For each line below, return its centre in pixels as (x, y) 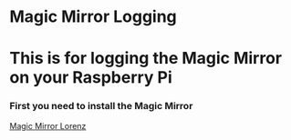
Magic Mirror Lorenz (48, 125)
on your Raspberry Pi (91, 78)
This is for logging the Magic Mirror (146, 59)
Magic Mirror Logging (94, 17)
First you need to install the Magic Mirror (101, 106)
